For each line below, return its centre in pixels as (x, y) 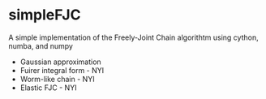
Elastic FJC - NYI (48, 88)
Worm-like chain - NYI (57, 79)
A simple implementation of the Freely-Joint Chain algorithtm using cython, (133, 37)
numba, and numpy (41, 45)
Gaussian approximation (60, 62)
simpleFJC (45, 15)
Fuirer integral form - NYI (62, 70)
